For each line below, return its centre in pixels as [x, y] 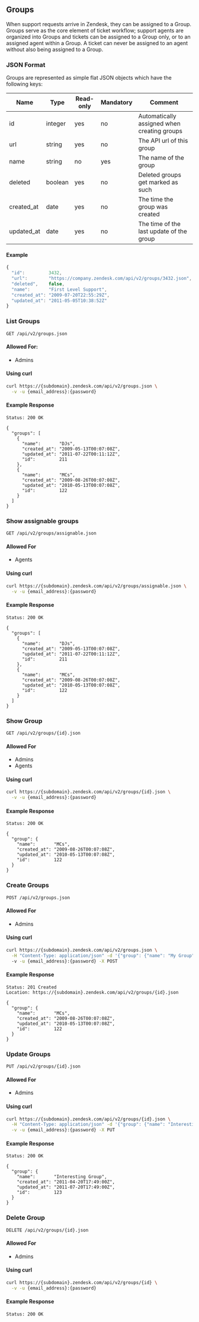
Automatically [157, 117]
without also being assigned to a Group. [55, 49]
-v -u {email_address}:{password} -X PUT [63, 1130]
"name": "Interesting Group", [62, 1177]
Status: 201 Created [32, 987]
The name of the [161, 158]
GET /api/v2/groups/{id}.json [44, 733]
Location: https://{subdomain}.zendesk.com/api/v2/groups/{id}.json [92, 992]
